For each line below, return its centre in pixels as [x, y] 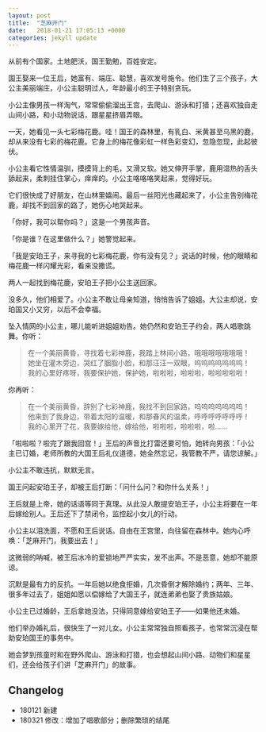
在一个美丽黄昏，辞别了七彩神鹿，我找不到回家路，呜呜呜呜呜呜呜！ [139, 406]
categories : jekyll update [53, 38]
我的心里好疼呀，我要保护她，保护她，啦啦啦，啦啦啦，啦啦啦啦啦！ [139, 373]
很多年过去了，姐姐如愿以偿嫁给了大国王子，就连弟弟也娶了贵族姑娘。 [123, 594]
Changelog [36, 690]
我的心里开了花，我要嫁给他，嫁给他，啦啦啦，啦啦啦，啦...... [127, 426]
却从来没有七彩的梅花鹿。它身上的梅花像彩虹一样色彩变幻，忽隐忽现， [123, 142]
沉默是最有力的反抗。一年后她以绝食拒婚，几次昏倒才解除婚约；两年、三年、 [133, 584]
